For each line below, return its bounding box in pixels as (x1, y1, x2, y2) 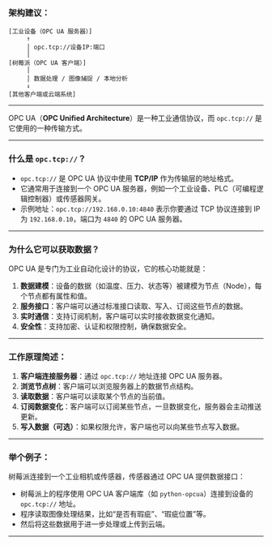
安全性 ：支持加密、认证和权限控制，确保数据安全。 (19, 321, 191, 331)
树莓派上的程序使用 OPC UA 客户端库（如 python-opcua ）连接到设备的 (19, 489, 253, 499)
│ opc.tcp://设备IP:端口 (26, 43, 105, 52)
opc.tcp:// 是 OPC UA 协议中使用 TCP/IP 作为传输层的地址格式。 (19, 173, 239, 183)
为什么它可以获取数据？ (8, 243, 100, 255)
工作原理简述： (8, 351, 67, 363)
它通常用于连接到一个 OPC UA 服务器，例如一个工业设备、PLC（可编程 (19, 183, 257, 193)
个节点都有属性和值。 (19, 290, 91, 301)
